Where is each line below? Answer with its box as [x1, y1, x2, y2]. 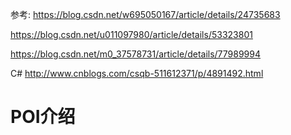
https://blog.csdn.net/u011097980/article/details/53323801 [10, 29, 253, 40]
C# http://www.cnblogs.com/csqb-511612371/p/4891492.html [10, 68, 264, 79]
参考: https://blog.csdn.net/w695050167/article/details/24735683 [10, 9, 281, 20]
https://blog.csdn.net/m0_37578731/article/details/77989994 [10, 48, 262, 60]
